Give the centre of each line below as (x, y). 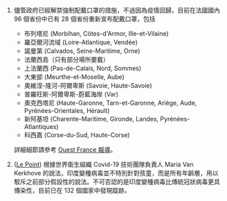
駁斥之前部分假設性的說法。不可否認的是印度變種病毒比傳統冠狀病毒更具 (117, 182)
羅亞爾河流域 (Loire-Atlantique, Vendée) (81, 42)
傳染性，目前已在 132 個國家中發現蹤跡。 (72, 190)
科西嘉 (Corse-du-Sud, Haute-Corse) (77, 135)
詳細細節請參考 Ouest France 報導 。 (65, 150)
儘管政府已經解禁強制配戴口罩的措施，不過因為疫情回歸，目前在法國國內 (117, 10)
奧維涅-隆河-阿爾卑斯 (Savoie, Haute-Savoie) (88, 86)
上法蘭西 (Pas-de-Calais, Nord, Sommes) (83, 68)
